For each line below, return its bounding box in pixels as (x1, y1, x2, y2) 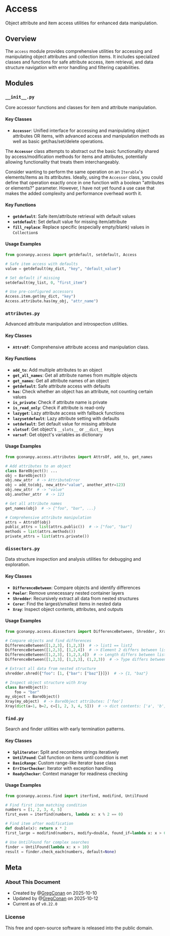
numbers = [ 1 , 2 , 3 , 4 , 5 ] (5, 807, 62, 813)
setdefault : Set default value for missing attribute (12, 421, 116, 427)
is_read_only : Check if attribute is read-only (12, 404, 105, 410)
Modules (5, 79, 34, 88)
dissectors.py (5, 546, 40, 552)
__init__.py (5, 94, 35, 100)
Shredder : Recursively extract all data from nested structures (12, 595, 139, 601)
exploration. (5, 562, 30, 568)
